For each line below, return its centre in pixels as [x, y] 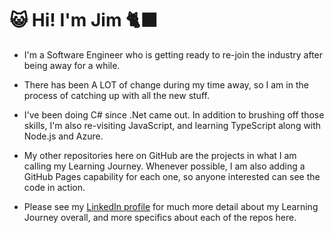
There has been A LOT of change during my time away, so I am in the [166, 84]
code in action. [54, 187]
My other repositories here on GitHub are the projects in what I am [160, 155]
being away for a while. [72, 65]
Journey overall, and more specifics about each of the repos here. [160, 217]
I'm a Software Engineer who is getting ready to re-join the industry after [173, 54]
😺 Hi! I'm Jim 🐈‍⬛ [84, 20]
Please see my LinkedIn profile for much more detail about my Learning [171, 206]
